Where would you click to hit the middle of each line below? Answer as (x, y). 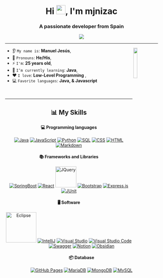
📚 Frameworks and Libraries (69, 156)
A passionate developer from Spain (81, 27)
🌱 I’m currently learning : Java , (45, 70)
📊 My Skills (69, 112)
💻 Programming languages (69, 127)
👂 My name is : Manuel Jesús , (41, 51)
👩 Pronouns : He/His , (32, 58)
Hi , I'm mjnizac (81, 11)
